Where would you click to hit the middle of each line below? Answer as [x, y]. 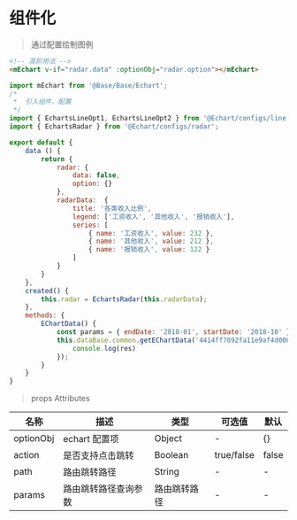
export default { [41, 143]
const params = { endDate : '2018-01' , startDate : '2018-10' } [173, 332]
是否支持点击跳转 [99, 455]
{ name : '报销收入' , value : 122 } [149, 250]
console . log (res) [104, 348]
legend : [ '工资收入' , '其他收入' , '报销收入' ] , [153, 217]
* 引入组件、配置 [42, 102]
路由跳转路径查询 [99, 489]
